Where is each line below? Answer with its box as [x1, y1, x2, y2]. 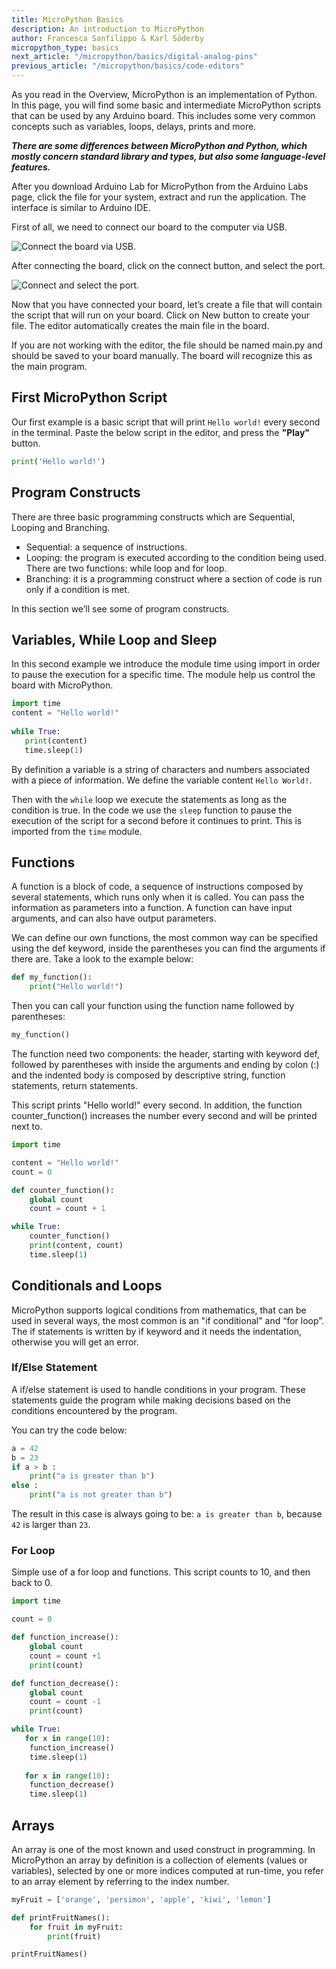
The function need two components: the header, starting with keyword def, [11, 1048, 321, 1060]
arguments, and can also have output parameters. [11, 912, 217, 925]
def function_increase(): [11, 1632, 119, 1643]
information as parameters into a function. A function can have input [11, 902, 293, 914]
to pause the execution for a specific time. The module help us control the [11, 669, 316, 681]
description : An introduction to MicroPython [11, 24, 204, 34]
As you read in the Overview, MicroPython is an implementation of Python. [11, 89, 318, 100]
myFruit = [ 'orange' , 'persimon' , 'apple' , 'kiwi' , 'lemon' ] [11, 1894, 272, 1905]
